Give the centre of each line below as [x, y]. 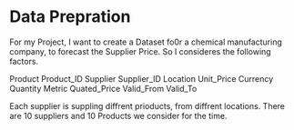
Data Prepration [70, 17]
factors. [24, 61]
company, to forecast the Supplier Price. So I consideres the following [140, 51]
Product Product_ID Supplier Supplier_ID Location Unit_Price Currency [142, 78]
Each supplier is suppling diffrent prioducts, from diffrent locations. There [147, 105]
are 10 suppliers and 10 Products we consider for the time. [118, 115]
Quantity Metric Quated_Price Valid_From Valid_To [103, 88]
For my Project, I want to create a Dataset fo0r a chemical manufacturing [146, 42]
